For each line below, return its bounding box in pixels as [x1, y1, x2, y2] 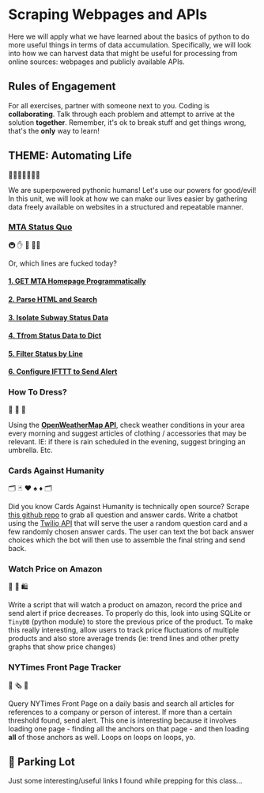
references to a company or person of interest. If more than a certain [8, 707, 232, 716]
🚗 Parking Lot [8, 755, 75, 768]
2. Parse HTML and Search [8, 295, 97, 304]
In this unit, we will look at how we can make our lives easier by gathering [8, 194, 247, 203]
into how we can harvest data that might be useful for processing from [8, 48, 238, 58]
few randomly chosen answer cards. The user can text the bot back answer [8, 527, 255, 537]
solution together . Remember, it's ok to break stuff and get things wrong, [8, 117, 247, 127]
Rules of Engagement [8, 80, 116, 93]
